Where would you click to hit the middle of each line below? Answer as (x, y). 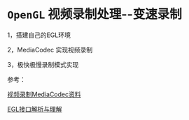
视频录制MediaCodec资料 (44, 94)
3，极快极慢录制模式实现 (43, 64)
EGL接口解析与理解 (35, 109)
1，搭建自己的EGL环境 (39, 35)
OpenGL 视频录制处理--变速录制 (94, 14)
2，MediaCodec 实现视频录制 (50, 50)
